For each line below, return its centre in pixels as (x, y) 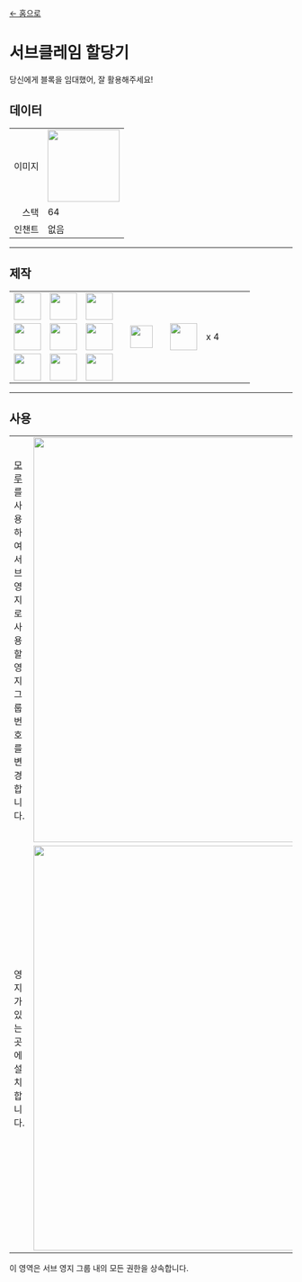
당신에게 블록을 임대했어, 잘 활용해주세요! (81, 79)
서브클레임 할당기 (69, 53)
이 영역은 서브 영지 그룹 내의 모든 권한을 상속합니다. (99, 1269)
